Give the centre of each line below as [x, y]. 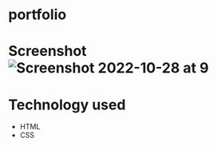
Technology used [67, 105]
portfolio [37, 15]
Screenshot [47, 51]
